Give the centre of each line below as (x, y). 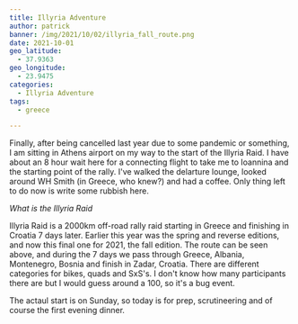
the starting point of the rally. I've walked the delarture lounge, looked (138, 172)
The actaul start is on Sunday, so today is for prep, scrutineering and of (141, 301)
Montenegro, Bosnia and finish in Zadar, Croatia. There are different (134, 264)
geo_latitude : (36, 51)
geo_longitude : (38, 68)
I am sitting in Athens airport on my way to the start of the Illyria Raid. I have (149, 153)
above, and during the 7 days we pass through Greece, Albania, (127, 255)
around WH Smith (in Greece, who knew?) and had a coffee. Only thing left (147, 182)
